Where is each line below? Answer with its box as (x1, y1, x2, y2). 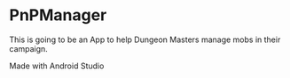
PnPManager (9, 5, 107, 25)
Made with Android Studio (9, 60, 105, 71)
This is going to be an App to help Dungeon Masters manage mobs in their (9, 34, 281, 45)
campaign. (9, 43, 49, 53)
